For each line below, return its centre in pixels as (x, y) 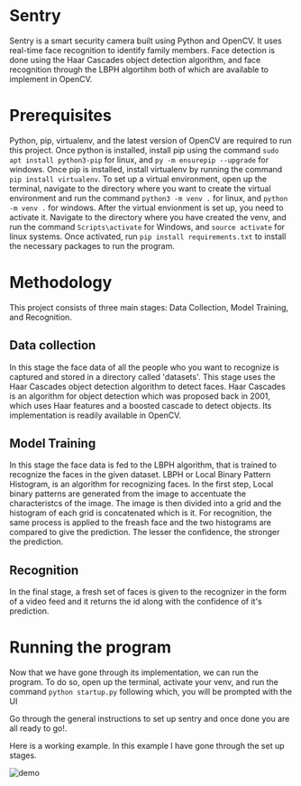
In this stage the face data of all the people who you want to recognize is (144, 367)
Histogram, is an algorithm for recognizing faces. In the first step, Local (141, 485)
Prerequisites (61, 116)
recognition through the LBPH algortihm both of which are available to (139, 69)
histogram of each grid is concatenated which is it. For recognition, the (141, 513)
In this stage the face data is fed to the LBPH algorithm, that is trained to (143, 465)
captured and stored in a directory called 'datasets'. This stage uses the (142, 376)
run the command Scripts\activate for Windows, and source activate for (147, 227)
